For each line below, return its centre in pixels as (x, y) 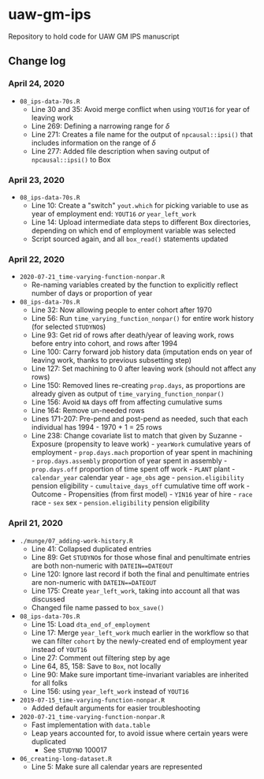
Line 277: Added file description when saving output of (121, 151)
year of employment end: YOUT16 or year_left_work (114, 214)
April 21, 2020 (35, 524)
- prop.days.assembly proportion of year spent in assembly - (129, 461)
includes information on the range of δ (93, 143)
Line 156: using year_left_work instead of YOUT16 (110, 691)
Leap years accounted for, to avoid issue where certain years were (139, 733)
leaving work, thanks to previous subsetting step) (111, 360)
